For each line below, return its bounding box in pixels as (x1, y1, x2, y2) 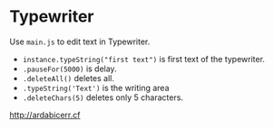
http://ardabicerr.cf (9, 109, 81, 120)
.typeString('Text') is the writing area (22, 82, 170, 93)
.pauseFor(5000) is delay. (22, 63, 117, 74)
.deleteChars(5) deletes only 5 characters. (22, 92, 184, 103)
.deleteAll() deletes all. (22, 72, 115, 83)
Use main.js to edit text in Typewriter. (9, 36, 151, 47)
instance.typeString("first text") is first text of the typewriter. (22, 53, 266, 64)
